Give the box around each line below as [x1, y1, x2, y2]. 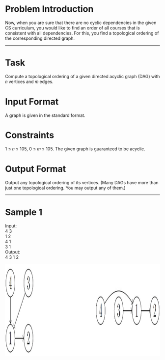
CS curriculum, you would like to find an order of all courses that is [5, 25, 140, 30]
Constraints [5, 130, 55, 140]
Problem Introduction [5, 3, 94, 15]
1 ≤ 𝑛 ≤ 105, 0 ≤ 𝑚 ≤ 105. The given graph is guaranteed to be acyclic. [5, 146, 146, 152]
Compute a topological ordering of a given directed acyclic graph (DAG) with [5, 73, 160, 79]
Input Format [5, 96, 59, 108]
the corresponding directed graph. [5, 35, 75, 41]
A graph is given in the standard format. [5, 112, 85, 118]
